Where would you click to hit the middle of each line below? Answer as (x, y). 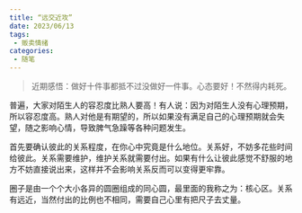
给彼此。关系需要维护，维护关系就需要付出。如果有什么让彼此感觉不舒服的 (147, 158)
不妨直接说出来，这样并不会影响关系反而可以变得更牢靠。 (123, 169)
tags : (19, 34)
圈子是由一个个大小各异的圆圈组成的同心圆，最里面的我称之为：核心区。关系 (151, 188)
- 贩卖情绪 (31, 43)
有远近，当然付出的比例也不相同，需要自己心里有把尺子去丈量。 (127, 200)
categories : (31, 51)
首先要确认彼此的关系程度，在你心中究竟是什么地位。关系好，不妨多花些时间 (151, 146)
